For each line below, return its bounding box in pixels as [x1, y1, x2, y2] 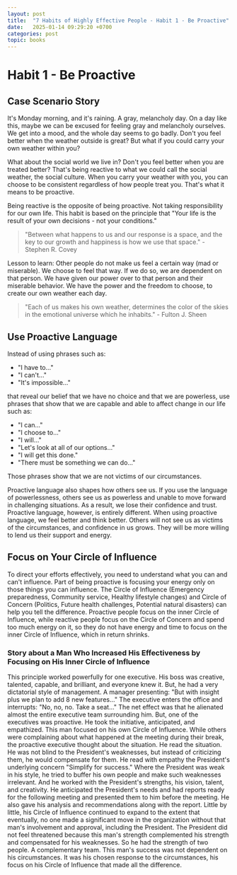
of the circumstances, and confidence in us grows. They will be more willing [7, 523, 229, 531]
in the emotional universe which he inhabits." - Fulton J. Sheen [24, 311, 207, 319]
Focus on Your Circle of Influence [7, 551, 157, 563]
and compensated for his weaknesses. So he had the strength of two [7, 838, 209, 847]
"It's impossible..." [17, 378, 71, 386]
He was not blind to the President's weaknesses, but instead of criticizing [7, 748, 221, 757]
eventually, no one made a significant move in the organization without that [7, 816, 226, 824]
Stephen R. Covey [24, 245, 78, 254]
